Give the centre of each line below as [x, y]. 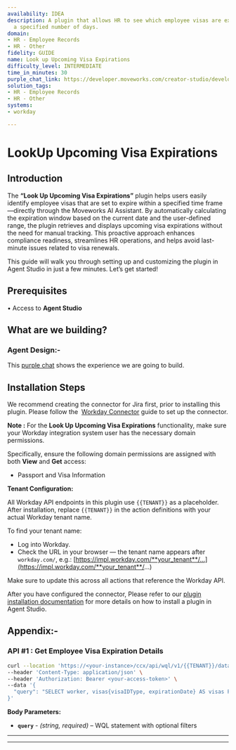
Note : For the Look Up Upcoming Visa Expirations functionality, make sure [117, 425]
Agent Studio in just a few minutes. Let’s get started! [83, 269]
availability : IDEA [36, 14]
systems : [20, 105]
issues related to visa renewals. [74, 247]
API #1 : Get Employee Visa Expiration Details [85, 651]
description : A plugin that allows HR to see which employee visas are [114, 20]
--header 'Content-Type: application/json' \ [75, 672]
